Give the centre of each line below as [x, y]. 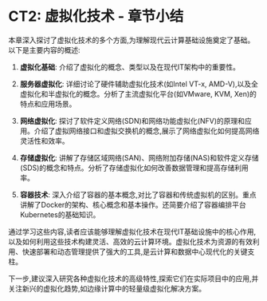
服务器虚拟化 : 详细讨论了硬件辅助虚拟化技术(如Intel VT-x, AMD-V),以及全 [139, 84]
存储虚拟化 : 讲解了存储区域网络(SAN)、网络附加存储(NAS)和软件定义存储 [139, 157]
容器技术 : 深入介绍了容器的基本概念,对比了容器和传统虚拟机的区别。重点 [138, 194]
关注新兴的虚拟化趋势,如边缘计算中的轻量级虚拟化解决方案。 [107, 288]
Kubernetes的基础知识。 [60, 214]
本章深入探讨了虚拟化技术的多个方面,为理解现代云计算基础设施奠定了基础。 [132, 40]
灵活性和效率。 [44, 141]
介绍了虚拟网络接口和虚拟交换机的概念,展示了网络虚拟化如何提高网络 [147, 131]
